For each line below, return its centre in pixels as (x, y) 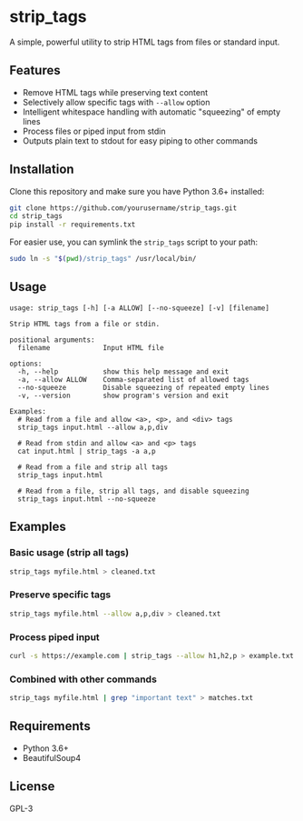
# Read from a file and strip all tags (93, 467)
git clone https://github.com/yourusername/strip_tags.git (123, 208)
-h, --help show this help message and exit (123, 371)
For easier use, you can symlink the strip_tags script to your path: (134, 242)
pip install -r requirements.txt (73, 225)
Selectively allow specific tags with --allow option (116, 102)
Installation (42, 170)
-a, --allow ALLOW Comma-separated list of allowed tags (133, 379)
